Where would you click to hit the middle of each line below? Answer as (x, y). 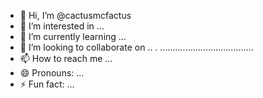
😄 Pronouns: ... (52, 73)
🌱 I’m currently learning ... (73, 36)
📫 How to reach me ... (66, 58)
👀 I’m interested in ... (62, 26)
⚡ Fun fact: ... (47, 84)
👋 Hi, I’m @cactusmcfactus (75, 15)
